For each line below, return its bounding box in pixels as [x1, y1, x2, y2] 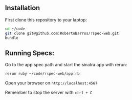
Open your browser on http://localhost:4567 [5, 80, 98, 86]
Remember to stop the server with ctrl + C [5, 90, 92, 96]
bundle [5, 35, 19, 40]
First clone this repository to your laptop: [5, 17, 87, 22]
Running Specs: [5, 49, 55, 57]
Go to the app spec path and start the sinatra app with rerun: [5, 62, 127, 68]
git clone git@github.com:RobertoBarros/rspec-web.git [5, 31, 119, 36]
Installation [5, 4, 40, 12]
